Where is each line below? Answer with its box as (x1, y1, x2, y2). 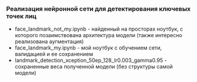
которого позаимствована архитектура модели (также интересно (14, 32, 183, 39)
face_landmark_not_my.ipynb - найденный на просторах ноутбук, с (14, 25, 183, 32)
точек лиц (6, 12, 37, 20)
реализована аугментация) (14, 38, 84, 45)
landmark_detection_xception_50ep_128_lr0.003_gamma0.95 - (14, 57, 167, 64)
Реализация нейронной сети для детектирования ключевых (6, 5, 191, 13)
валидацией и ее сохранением (14, 51, 93, 58)
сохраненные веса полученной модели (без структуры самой (14, 63, 173, 70)
